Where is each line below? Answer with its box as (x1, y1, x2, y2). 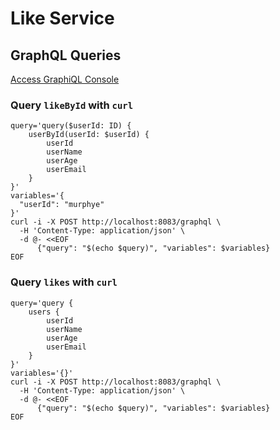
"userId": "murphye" (19, 200, 105, 210)
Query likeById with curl (10, 98, 134, 112)
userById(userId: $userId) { (28, 130, 150, 140)
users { (28, 307, 60, 317)
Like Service (10, 7, 115, 30)
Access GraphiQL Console (10, 73, 120, 85)
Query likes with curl (10, 275, 118, 289)
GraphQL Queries (10, 47, 122, 64)
